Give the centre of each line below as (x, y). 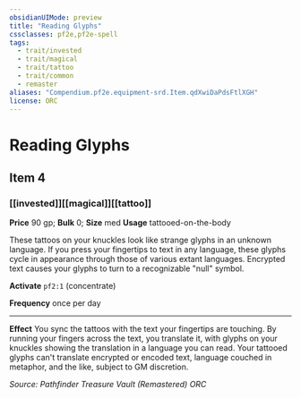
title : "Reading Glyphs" (56, 26)
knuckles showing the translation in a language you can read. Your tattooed (149, 348)
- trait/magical (47, 59)
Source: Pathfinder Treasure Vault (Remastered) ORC (108, 385)
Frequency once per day (55, 303)
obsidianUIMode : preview (56, 17)
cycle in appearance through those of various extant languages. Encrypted (147, 259)
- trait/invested (50, 51)
